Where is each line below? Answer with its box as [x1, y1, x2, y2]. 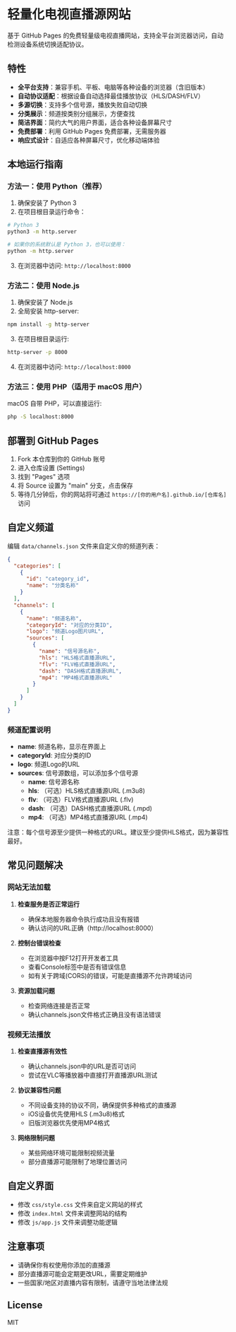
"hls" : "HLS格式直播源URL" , [38, 654, 116, 661]
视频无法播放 [7, 1030, 51, 1039]
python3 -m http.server [7, 228, 77, 235]
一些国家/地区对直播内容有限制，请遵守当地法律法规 [17, 1278, 168, 1287]
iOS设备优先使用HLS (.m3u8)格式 [27, 1110, 125, 1119]
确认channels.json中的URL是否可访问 [27, 1062, 137, 1071]
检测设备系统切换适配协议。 [7, 40, 88, 48]
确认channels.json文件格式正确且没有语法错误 [27, 1010, 161, 1018]
